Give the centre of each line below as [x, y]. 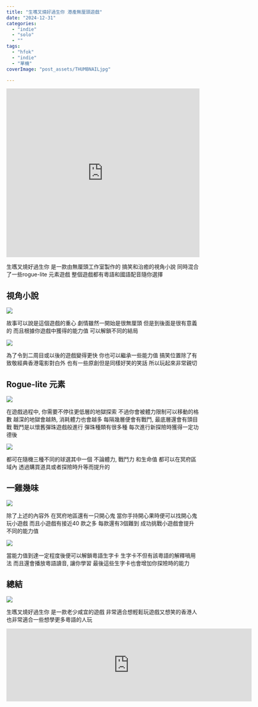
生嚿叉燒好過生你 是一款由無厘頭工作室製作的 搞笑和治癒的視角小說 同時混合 [103, 267]
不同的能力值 [22, 531]
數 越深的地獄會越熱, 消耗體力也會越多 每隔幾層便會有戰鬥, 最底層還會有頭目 [102, 419]
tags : [13, 47]
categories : [21, 23]
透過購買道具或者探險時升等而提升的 [64, 467]
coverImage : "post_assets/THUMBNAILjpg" [59, 69]
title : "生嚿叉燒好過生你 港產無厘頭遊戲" [54, 12]
